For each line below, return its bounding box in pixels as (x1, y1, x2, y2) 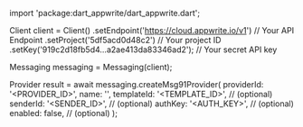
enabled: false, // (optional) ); (9, 108, 118, 118)
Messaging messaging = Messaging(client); (9, 62, 173, 72)
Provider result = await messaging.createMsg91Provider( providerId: (9, 79, 264, 89)
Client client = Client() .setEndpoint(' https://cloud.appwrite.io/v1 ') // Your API (9, 25, 295, 35)
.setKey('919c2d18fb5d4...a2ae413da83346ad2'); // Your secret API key (9, 44, 278, 55)
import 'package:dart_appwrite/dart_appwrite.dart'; (9, 8, 201, 18)
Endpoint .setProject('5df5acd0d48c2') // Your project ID (9, 35, 222, 45)
